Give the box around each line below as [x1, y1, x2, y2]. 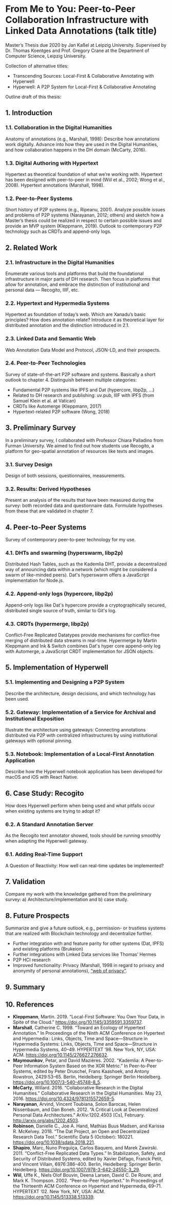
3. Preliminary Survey [5, 424, 76, 432]
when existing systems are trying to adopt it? [5, 808, 100, 814]
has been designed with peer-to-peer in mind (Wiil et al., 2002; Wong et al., [5, 176, 165, 182]
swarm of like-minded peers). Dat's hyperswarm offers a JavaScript [5, 572, 149, 578]
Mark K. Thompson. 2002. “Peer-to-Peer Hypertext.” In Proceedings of [12, 1178, 163, 1184]
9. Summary [5, 982, 45, 991]
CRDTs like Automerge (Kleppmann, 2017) [12, 403, 102, 409]
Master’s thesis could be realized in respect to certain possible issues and [5, 217, 162, 224]
